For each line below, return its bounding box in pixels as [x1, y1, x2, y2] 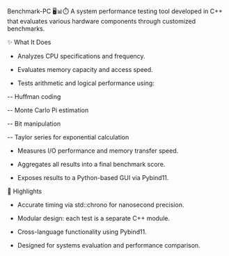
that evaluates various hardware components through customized [7, 17, 196, 25]
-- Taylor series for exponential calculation [7, 133, 129, 141]
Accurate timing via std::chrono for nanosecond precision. [17, 201, 184, 209]
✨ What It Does [7, 38, 52, 46]
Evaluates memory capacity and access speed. [17, 66, 153, 73]
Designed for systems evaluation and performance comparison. [17, 241, 200, 249]
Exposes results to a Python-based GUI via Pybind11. [17, 174, 169, 181]
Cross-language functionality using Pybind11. [17, 227, 148, 236]
